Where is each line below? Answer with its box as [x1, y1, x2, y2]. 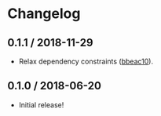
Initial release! [18, 100, 64, 110]
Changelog [7, 5, 81, 23]
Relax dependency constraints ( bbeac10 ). [18, 56, 154, 66]
